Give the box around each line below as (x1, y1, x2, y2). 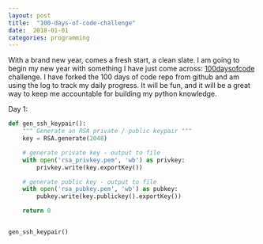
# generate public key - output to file (22, 177, 157, 186)
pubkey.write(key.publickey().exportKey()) (36, 193, 182, 200)
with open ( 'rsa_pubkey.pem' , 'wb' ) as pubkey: (22, 185, 178, 193)
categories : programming (8, 33, 90, 42)
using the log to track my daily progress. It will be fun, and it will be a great (8, 81, 251, 90)
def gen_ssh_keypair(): (8, 120, 87, 128)
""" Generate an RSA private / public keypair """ (22, 128, 193, 135)
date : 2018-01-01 (8, 26, 69, 34)
